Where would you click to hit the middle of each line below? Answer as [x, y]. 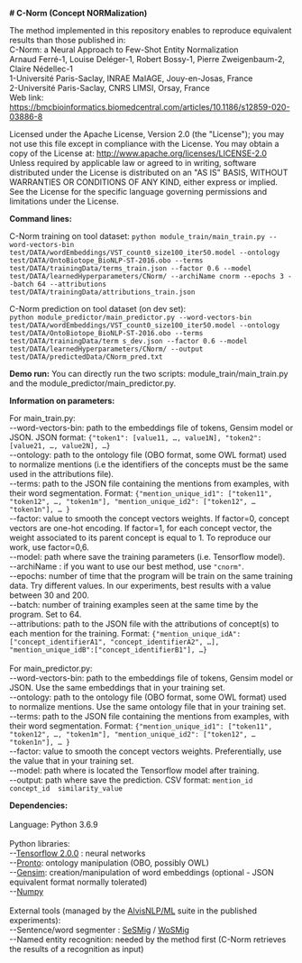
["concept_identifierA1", [58, 642]
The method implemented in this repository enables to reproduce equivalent [151, 30]
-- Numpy [27, 891]
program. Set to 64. [46, 614]
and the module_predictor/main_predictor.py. [93, 383]
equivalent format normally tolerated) [78, 882]
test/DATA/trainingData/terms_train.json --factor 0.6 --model [131, 269]
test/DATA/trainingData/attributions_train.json [102, 292]
